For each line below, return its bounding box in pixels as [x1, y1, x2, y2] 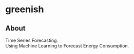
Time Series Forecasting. [5, 37, 58, 43]
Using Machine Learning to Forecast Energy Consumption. [5, 43, 129, 49]
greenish [5, 4, 44, 15]
